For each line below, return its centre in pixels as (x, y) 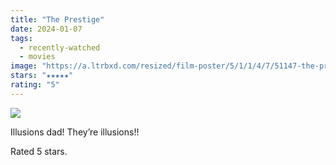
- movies (37, 57)
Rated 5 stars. (39, 151)
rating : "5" (35, 85)
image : (24, 66)
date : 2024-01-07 (46, 29)
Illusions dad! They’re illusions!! (75, 132)
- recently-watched (60, 47)
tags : (21, 38)
